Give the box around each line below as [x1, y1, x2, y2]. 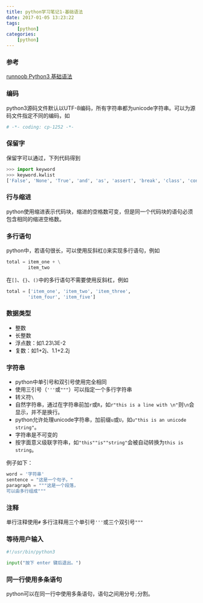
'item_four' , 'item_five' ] [28, 294, 96, 300]
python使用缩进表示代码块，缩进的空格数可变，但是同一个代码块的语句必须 [6, 208, 193, 215]
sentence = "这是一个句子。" [6, 477, 74, 483]
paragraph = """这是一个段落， [6, 482, 79, 488]
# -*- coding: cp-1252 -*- [6, 124, 74, 130]
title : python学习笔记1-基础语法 [6, 8, 83, 15]
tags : [6, 20, 20, 26]
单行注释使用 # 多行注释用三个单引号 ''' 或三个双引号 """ [6, 518, 144, 526]
